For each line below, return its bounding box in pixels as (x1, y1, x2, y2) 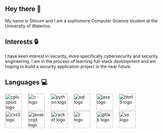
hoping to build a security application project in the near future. (5, 63, 132, 69)
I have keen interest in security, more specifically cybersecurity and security (5, 53, 158, 59)
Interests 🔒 (5, 38, 38, 46)
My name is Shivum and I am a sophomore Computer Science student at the (5, 18, 158, 23)
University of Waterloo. (5, 23, 52, 29)
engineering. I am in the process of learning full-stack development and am (5, 58, 156, 64)
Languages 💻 (5, 78, 48, 87)
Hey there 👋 (5, 5, 41, 13)
